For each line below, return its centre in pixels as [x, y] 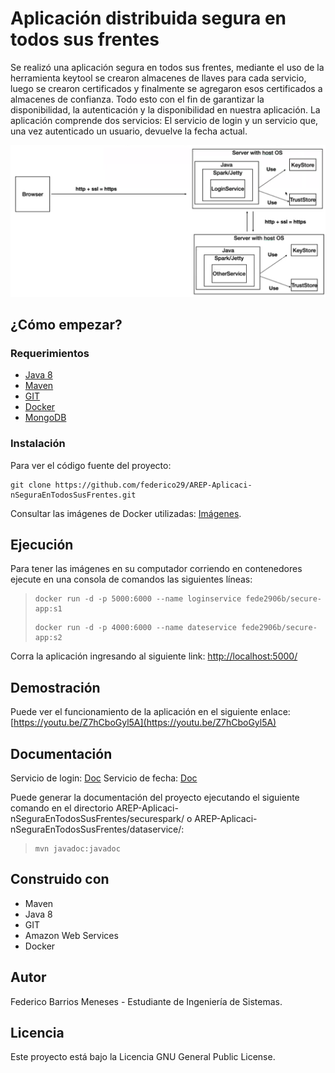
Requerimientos [50, 353]
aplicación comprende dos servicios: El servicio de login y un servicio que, [164, 120]
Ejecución [42, 544]
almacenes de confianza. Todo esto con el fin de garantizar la [137, 99]
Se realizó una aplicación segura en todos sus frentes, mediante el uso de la [167, 67]
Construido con [60, 879]
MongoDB [45, 418]
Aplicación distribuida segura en [148, 18]
